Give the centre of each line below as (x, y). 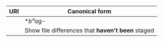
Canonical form (89, 11)
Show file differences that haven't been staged (89, 30)
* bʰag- (35, 21)
